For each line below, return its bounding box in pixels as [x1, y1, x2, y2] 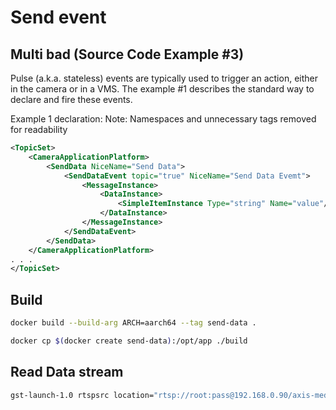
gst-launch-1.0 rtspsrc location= [10, 390, 155, 400]
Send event [10, 6, 107, 29]
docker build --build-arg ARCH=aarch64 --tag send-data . [10, 318, 257, 328]
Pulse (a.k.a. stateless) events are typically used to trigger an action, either [10, 72, 318, 84]
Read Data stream [10, 364, 124, 381]
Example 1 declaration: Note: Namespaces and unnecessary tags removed [10, 113, 317, 125]
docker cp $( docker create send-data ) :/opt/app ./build [10, 336, 248, 346]
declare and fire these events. [10, 94, 133, 105]
